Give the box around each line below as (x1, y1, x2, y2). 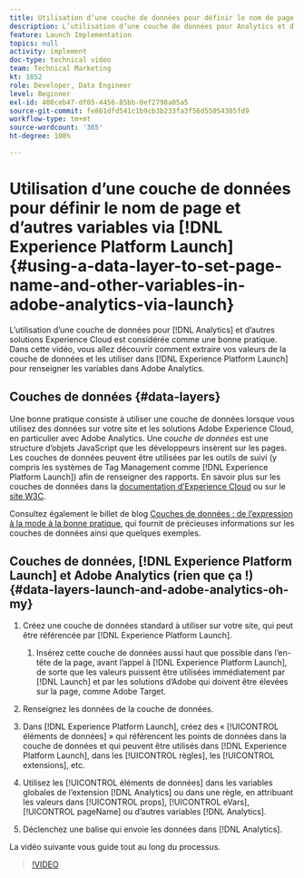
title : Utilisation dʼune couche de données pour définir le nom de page (9, 13, 295, 23)
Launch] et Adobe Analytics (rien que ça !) (9, 568, 254, 584)
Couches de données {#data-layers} (9, 390, 221, 405)
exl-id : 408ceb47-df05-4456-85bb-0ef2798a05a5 (9, 97, 189, 107)
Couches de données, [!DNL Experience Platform (9, 554, 292, 569)
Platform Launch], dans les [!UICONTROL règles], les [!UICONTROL (22, 750, 275, 761)
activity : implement (9, 47, 88, 56)
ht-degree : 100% (9, 132, 71, 141)
